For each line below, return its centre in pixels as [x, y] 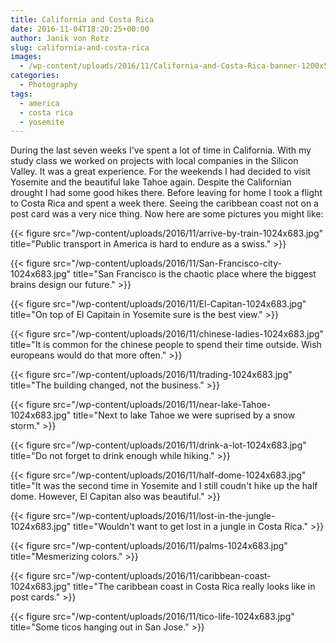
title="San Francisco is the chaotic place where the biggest [195, 274]
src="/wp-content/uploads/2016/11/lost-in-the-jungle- [164, 516]
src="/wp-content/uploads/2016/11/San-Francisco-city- [167, 263]
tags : [21, 94]
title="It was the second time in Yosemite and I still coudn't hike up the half [164, 486]
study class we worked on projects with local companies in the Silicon [154, 161]
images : [26, 57]
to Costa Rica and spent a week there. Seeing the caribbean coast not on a [164, 203]
